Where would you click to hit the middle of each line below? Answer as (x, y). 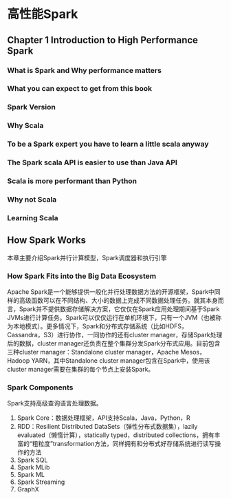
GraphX (28, 489)
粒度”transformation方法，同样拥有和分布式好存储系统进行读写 (126, 444)
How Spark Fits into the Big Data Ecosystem (82, 276)
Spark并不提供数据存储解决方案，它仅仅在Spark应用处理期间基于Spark (119, 309)
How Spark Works (46, 241)
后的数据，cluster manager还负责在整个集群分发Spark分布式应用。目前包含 (114, 343)
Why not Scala (32, 199)
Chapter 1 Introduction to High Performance (102, 40)
